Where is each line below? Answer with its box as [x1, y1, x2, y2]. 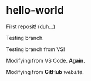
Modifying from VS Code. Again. [6, 57, 86, 64]
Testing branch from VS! [6, 45, 65, 53]
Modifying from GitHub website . [6, 68, 84, 75]
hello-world [6, 4, 65, 17]
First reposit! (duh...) [6, 23, 56, 30]
